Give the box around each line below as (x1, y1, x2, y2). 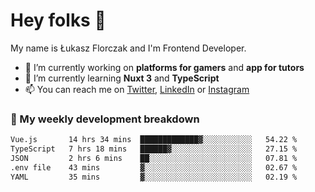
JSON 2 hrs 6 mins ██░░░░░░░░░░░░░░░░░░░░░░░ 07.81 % (10, 153, 298, 163)
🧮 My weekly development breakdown (10, 112, 200, 126)
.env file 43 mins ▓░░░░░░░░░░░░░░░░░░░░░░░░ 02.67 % (10, 162, 298, 173)
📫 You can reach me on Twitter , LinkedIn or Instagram (24, 83, 250, 95)
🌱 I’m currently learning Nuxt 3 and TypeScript (24, 72, 220, 84)
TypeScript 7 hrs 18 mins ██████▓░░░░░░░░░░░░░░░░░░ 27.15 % (10, 144, 298, 154)
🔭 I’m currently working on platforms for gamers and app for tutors (24, 61, 305, 73)
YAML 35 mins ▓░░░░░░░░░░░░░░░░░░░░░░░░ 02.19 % (10, 172, 298, 182)
